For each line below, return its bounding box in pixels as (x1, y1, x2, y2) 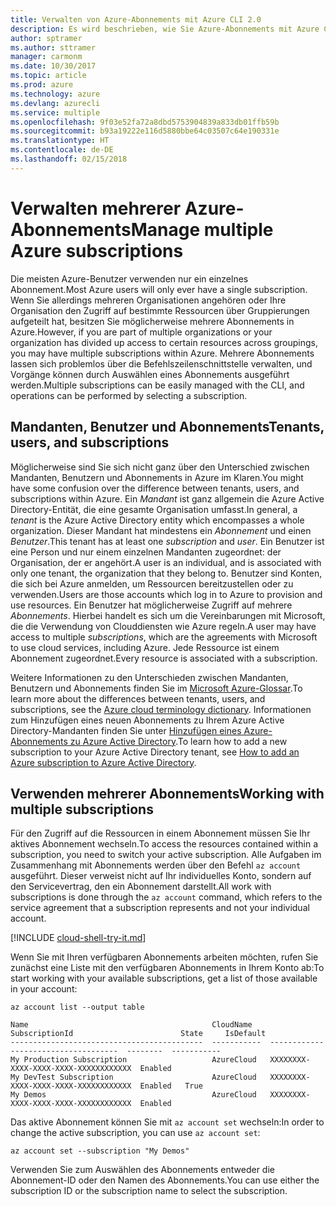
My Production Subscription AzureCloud (10, 1055, 257, 1065)
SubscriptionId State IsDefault (10, 1029, 267, 1039)
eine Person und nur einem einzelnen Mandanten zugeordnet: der (10, 546, 282, 558)
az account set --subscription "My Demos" (10, 1146, 190, 1156)
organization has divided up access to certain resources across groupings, (10, 336, 319, 348)
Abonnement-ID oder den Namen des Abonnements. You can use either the (10, 1174, 320, 1186)
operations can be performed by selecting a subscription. (10, 389, 248, 401)
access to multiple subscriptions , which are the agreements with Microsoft (10, 631, 318, 643)
